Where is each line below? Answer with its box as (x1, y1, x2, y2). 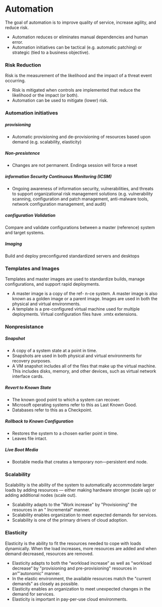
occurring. (5, 78, 26, 83)
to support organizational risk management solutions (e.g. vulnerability (12, 191, 153, 197)
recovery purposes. (12, 358, 52, 364)
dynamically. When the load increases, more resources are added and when (5, 545, 157, 551)
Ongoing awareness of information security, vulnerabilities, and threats (12, 186, 154, 192)
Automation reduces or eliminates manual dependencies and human (12, 34, 148, 40)
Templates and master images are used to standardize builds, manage (5, 276, 145, 282)
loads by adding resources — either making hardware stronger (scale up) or (5, 487, 156, 493)
